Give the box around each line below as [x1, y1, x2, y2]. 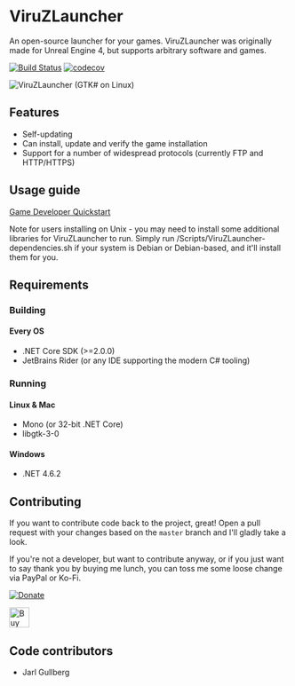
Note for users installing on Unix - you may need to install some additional [9, 224, 280, 234]
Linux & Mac [9, 399, 56, 410]
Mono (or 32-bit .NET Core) [21, 419, 124, 430]
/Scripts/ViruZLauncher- [176, 233, 266, 243]
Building [9, 304, 46, 316]
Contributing [9, 494, 82, 509]
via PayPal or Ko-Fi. [9, 572, 82, 583]
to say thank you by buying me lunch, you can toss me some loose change [9, 564, 283, 574]
